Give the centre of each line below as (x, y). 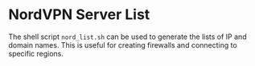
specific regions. (36, 53)
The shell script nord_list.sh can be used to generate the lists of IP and (127, 37)
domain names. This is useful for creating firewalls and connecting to (123, 45)
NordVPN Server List (79, 15)
